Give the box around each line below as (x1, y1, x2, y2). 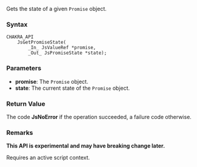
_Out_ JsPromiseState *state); (28, 50, 107, 56)
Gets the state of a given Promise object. (6, 5, 107, 12)
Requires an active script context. (6, 154, 90, 162)
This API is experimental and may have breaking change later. (6, 142, 165, 149)
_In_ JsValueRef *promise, (28, 45, 96, 51)
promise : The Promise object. (15, 78, 88, 85)
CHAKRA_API (6, 34, 34, 40)
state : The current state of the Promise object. (15, 84, 130, 92)
